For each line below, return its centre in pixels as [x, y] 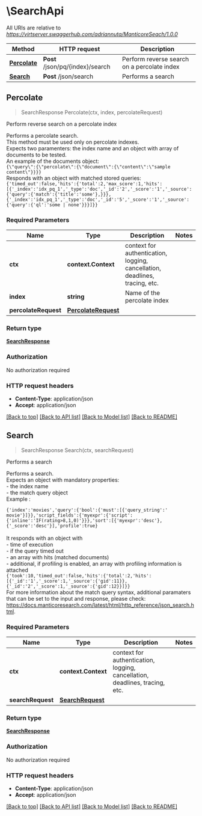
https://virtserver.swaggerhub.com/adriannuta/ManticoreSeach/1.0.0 [92, 34]
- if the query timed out [35, 551]
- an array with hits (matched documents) [58, 557]
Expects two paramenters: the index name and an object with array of [93, 148]
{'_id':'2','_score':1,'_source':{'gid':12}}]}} [68, 586]
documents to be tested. [37, 155]
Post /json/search [68, 76]
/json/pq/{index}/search [77, 66]
